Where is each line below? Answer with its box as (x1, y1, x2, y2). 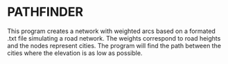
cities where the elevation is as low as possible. (7, 49, 143, 57)
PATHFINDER (7, 4, 84, 20)
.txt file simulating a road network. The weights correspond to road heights (7, 34, 221, 42)
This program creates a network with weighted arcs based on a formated (7, 27, 216, 35)
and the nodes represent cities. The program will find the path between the (7, 41, 222, 50)
